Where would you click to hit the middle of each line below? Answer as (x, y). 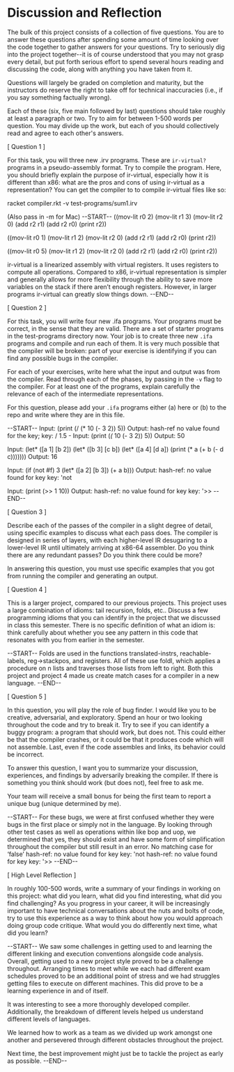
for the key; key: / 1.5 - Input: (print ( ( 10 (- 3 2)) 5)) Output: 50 (96, 435)
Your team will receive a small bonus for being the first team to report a (109, 796)
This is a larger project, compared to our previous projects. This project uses (117, 603)
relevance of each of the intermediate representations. (85, 394)
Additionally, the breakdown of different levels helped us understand (106, 1011)
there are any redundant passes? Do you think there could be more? (105, 554)
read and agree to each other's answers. (65, 133)
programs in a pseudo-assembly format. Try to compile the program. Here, (114, 167)
